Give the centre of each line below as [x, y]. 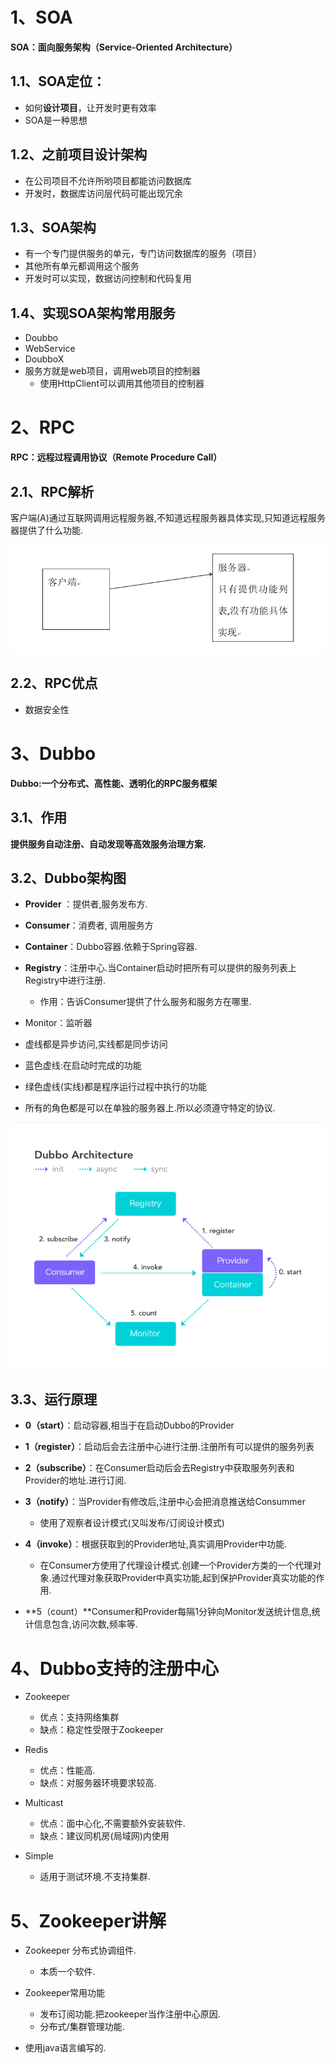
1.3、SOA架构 [53, 227]
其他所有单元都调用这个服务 [82, 266]
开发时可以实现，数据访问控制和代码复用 [108, 279]
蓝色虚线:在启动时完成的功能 [83, 1065]
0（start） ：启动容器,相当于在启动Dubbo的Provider [129, 1425]
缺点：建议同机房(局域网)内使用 [104, 1836]
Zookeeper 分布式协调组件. [80, 1950]
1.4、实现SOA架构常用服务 [93, 313]
